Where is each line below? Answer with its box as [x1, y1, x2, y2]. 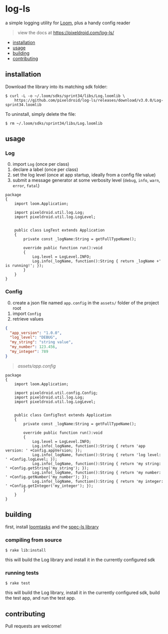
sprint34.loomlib [5, 102, 42, 107]
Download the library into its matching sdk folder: [5, 83, 107, 89]
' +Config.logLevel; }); [5, 457, 58, 462]
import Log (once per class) [12, 161, 70, 167]
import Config [12, 310, 41, 316]
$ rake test [5, 581, 30, 586]
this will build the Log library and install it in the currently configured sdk [5, 557, 155, 563]
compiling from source [5, 536, 62, 544]
